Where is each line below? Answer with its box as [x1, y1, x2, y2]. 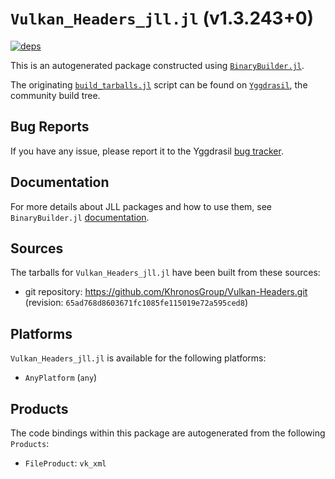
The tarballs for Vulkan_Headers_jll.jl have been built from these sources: [10, 267, 321, 279]
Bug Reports [10, 118, 90, 136]
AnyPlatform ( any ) [24, 372, 98, 384]
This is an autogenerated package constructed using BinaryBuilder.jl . [10, 59, 305, 71]
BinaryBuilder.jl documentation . [10, 211, 150, 223]
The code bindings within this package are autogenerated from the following [10, 427, 326, 439]
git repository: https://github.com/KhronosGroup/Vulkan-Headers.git [24, 286, 308, 298]
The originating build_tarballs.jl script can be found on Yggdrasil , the [10, 78, 308, 91]
